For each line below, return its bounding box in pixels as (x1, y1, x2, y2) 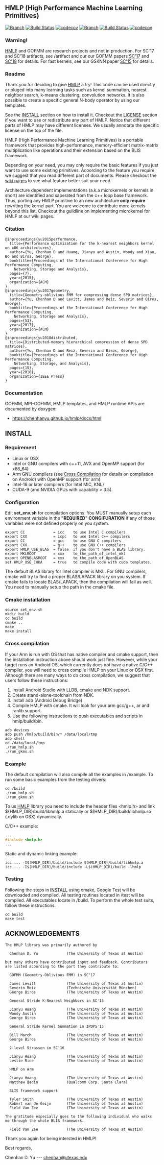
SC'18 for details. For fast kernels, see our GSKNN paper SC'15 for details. (5, 58, 154, 64)
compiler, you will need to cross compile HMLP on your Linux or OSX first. (5, 667, 154, 673)
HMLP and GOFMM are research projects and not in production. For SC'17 (5, 48, 154, 54)
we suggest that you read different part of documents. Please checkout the (5, 172, 157, 178)
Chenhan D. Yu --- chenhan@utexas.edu (5, 1154, 88, 1160)
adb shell (5, 736, 25, 741)
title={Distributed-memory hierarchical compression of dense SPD (9, 340, 148, 344)
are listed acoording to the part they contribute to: (5, 964, 119, 969)
